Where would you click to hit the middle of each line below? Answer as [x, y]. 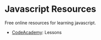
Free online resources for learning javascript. [50, 23]
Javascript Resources [50, 9]
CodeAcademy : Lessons [37, 32]
